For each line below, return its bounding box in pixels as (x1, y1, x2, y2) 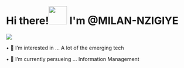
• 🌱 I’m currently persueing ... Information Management (6, 55, 139, 62)
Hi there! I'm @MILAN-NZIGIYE (6, 15, 179, 27)
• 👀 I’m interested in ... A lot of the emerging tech (6, 44, 124, 51)
